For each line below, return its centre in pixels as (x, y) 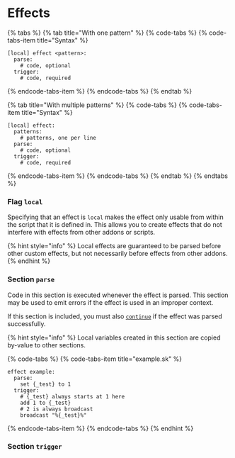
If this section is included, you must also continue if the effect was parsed (115, 316)
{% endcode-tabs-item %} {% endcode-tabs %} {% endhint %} (101, 428)
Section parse (31, 279)
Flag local (25, 201)
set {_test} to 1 (46, 384)
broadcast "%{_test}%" (53, 415)
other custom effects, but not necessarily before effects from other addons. (117, 254)
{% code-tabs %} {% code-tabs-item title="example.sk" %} (95, 359)
